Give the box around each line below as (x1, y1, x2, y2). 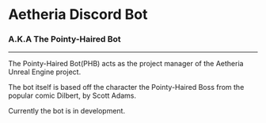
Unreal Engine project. (8, 67, 82, 76)
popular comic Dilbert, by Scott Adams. (8, 91, 137, 100)
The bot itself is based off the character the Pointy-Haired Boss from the (8, 83, 245, 92)
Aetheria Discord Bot (8, 6, 148, 24)
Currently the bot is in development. (8, 106, 125, 116)
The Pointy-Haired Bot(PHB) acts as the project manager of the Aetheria (8, 59, 244, 69)
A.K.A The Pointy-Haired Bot (8, 34, 121, 45)
